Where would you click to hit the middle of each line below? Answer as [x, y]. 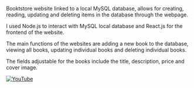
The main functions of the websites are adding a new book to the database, [97, 44]
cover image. [22, 67]
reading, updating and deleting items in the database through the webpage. [97, 15]
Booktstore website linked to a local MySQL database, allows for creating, [95, 9]
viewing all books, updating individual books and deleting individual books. [96, 50]
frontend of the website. [35, 32]
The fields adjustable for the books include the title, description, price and [95, 61]
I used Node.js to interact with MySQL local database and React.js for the [94, 26]
